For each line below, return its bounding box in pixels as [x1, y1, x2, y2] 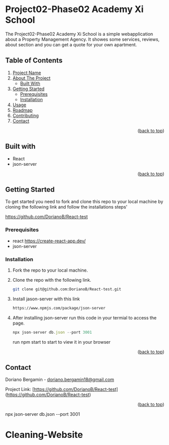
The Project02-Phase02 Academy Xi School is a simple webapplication [5, 31, 153, 37]
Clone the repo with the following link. [12, 277, 92, 283]
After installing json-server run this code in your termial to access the [12, 314, 157, 321]
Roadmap [12, 107, 33, 113]
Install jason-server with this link [12, 296, 80, 302]
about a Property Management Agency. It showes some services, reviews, [5, 36, 160, 42]
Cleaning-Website [5, 429, 83, 440]
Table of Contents [5, 56, 63, 65]
